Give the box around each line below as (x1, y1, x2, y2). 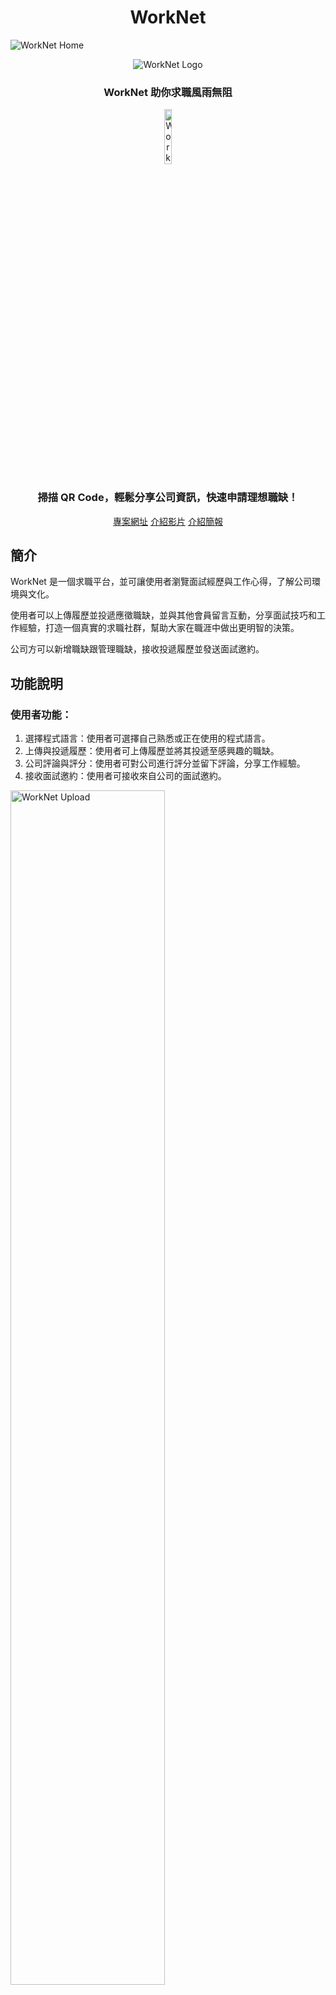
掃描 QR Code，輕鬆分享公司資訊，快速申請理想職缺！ (37, 491, 299, 505)
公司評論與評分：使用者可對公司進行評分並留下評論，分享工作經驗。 (24, 757, 306, 770)
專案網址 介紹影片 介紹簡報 (113, 515, 223, 527)
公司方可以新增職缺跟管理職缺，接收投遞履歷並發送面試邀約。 (10, 643, 265, 655)
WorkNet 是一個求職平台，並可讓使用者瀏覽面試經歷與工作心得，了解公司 (10, 576, 312, 588)
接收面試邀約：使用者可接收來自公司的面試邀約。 (24, 770, 227, 782)
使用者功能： (10, 707, 73, 721)
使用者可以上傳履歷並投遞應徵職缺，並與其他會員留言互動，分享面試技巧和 (10, 609, 317, 621)
